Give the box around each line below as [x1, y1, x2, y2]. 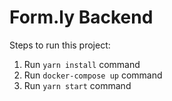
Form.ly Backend [9, 6, 154, 29]
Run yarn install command [23, 58, 141, 70]
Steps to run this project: [9, 39, 111, 51]
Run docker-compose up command [23, 69, 163, 81]
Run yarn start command [23, 79, 132, 91]
